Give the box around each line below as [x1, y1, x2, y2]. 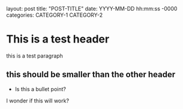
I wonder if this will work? [6, 97, 70, 104]
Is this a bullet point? [14, 85, 66, 92]
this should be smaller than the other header [6, 69, 176, 80]
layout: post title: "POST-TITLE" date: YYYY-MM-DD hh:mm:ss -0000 [6, 5, 178, 12]
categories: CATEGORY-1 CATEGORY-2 [6, 11, 103, 19]
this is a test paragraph [6, 52, 63, 59]
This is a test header [6, 32, 110, 46]
